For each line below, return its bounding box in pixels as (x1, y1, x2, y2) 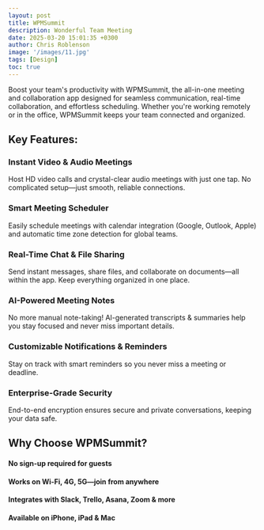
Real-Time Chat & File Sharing (8, 248, 125, 259)
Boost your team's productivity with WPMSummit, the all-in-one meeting (8, 85, 245, 94)
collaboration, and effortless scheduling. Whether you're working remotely (8, 101, 251, 111)
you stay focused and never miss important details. (8, 321, 175, 331)
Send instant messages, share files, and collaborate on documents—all (8, 267, 239, 277)
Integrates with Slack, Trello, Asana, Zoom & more (8, 495, 175, 505)
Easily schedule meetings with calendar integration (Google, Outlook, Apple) (8, 221, 257, 230)
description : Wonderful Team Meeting (8, 26, 133, 34)
